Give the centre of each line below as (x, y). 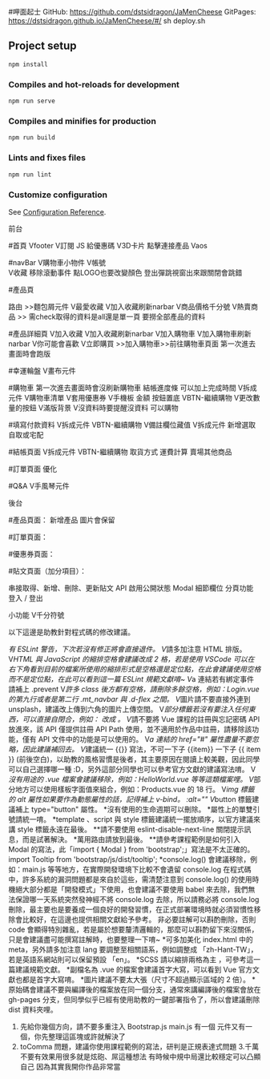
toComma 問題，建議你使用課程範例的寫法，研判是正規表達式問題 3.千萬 (139, 1047)
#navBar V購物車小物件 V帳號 (57, 262)
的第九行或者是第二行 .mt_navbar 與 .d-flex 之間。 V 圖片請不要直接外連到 (129, 699)
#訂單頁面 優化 (33, 469)
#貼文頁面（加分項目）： (47, 571)
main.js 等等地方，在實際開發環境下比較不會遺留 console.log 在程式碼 (137, 869)
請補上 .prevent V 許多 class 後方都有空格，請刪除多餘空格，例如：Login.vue (134, 689)
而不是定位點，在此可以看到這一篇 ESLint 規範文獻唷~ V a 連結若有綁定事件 (131, 679)
